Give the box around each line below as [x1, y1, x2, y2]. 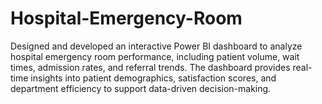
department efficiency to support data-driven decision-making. [10, 82, 272, 94]
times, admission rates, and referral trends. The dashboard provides [10, 61, 291, 73]
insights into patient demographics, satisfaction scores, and [30, 72, 277, 84]
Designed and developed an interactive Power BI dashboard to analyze [10, 40, 303, 52]
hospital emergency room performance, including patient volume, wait [10, 50, 300, 62]
